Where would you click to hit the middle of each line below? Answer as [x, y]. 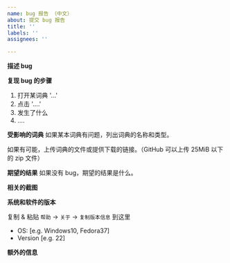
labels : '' [23, 33]
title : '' [21, 26]
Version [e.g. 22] [41, 238]
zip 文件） [29, 158]
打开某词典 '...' [37, 96]
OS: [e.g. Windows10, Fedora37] [63, 231]
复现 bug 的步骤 [30, 81]
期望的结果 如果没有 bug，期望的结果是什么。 [72, 173]
